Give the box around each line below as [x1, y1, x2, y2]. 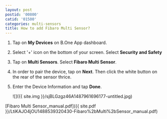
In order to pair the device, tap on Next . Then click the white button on [12, 68, 158, 75]
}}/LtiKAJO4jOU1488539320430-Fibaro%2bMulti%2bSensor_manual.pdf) [5, 108, 158, 114]
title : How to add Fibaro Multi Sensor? [5, 26, 91, 31]
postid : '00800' [5, 12, 39, 17]
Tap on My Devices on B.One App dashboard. [12, 39, 107, 45]
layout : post [5, 7, 32, 12]
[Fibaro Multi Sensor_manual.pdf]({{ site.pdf [5, 103, 96, 109]
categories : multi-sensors [5, 21, 61, 26]
